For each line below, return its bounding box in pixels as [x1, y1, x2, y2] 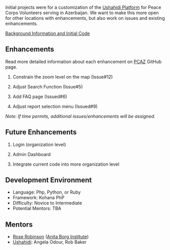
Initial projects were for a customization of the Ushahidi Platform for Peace [5, 5, 161, 10]
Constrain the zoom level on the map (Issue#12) [12, 74, 113, 80]
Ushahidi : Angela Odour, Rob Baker [12, 239, 87, 245]
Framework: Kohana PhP [12, 195, 65, 201]
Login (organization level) [12, 141, 66, 147]
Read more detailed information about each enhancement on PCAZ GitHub [5, 58, 162, 65]
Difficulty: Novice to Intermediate [12, 200, 82, 206]
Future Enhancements [5, 128, 77, 137]
